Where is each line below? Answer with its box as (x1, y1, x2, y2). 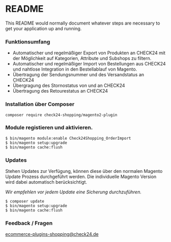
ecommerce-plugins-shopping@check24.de (5, 231, 99, 237)
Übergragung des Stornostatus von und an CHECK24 (12, 82, 125, 89)
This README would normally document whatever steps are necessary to (5, 20, 160, 26)
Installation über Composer (5, 101, 75, 108)
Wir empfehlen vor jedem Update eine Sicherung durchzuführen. (5, 189, 142, 195)
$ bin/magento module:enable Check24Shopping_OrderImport (5, 136, 131, 141)
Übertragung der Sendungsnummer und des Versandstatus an (12, 72, 144, 78)
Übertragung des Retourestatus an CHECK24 (12, 88, 108, 94)
